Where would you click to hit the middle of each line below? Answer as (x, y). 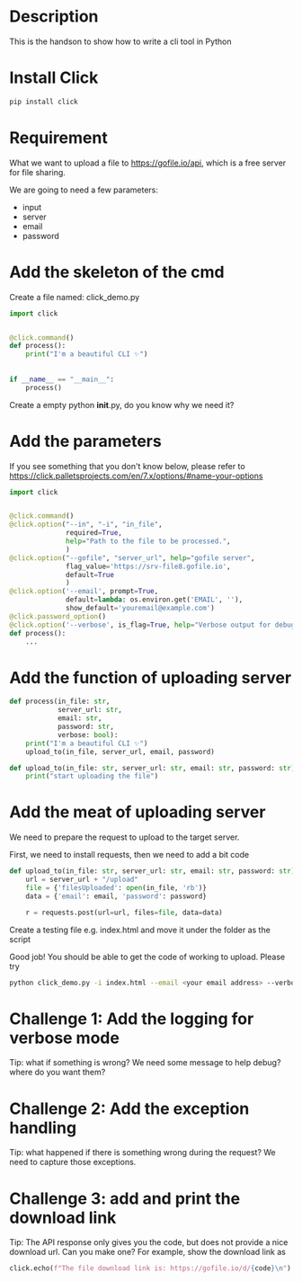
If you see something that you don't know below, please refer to (127, 466)
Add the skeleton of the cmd (117, 272)
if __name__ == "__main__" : (62, 379)
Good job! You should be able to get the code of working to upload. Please (147, 957)
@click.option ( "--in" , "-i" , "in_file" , (86, 525)
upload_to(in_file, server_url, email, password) (120, 752)
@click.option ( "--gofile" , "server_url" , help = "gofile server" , (132, 558)
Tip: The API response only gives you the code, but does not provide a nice (149, 1242)
